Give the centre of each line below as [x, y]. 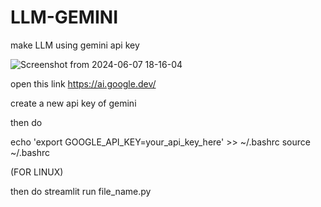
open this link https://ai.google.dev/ [83, 83]
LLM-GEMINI [64, 17]
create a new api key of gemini [73, 103]
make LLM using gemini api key [75, 45]
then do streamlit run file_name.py [81, 191]
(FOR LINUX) [37, 172]
